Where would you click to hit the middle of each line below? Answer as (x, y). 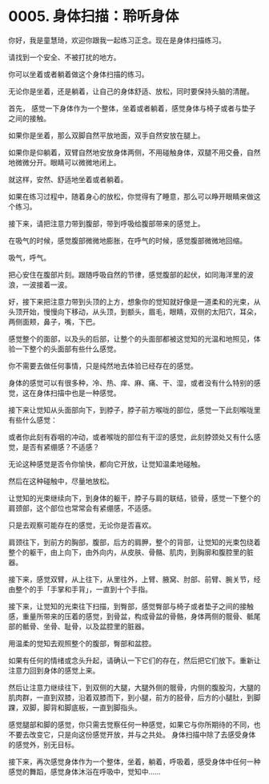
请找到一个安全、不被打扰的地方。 (64, 57)
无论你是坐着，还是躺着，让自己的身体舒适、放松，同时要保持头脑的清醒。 (131, 91)
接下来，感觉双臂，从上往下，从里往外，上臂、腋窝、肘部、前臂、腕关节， (131, 579)
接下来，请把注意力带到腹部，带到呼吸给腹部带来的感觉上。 (106, 223)
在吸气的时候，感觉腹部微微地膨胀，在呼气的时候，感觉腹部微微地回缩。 (127, 240)
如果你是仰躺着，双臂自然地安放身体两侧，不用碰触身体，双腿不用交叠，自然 (134, 152)
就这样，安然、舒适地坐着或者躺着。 (68, 179)
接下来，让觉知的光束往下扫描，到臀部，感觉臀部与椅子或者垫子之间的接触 (131, 606)
